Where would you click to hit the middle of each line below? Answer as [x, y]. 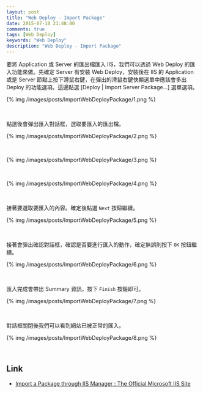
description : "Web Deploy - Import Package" [64, 46]
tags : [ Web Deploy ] [31, 35]
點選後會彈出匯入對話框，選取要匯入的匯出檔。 [65, 123]
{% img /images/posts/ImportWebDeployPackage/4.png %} [82, 183]
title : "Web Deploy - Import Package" [56, 18]
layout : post [23, 12]
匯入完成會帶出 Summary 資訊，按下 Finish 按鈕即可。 [75, 288]
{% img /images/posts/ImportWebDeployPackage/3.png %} [82, 160]
